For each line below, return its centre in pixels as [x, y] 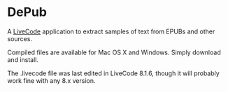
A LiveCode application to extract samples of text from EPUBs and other [111, 31]
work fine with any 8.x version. [51, 80]
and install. [23, 59]
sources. [20, 38]
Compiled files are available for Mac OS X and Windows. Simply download [114, 52]
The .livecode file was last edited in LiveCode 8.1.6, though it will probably [114, 73]
